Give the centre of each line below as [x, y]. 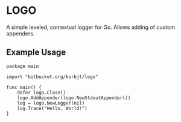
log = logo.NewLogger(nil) [51, 103]
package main [23, 66]
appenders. [21, 33]
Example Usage [36, 53]
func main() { [24, 87]
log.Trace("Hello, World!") [52, 108]
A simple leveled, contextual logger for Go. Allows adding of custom [91, 27]
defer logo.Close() [42, 93]
